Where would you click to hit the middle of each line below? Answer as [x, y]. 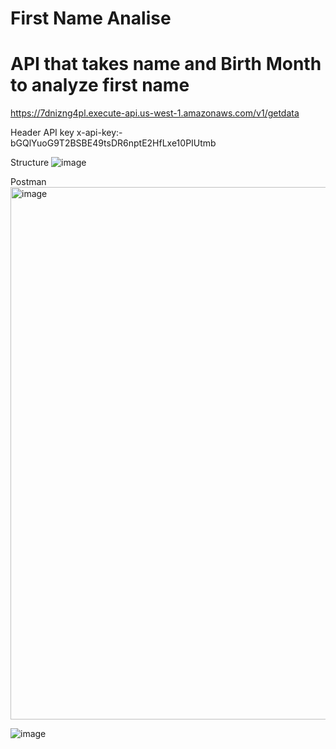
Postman [28, 182]
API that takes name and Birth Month [166, 64]
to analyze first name [100, 85]
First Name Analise [91, 18]
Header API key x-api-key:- [66, 133]
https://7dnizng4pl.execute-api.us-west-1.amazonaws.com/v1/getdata [155, 113]
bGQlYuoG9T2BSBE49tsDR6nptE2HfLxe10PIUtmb [113, 143]
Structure [30, 163]
